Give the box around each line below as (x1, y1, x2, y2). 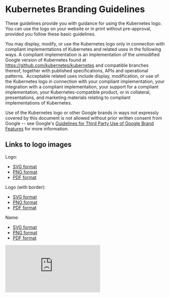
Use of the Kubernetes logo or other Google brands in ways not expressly (5, 110, 159, 116)
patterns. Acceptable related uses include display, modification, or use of (5, 73, 159, 79)
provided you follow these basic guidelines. (5, 31, 96, 37)
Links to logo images (5, 140, 72, 149)
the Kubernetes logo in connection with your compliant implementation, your (5, 78, 165, 84)
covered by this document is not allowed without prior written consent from (5, 115, 162, 121)
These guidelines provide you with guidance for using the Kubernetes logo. (5, 20, 162, 26)
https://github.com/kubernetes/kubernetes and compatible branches (5, 62, 149, 68)
